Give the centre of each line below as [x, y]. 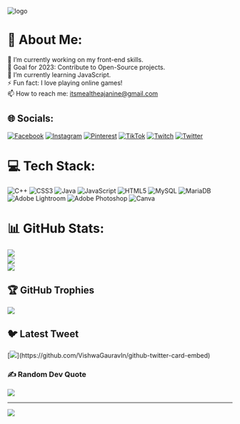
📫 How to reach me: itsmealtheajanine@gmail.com [83, 94]
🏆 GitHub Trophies [51, 290]
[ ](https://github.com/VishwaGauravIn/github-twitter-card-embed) [109, 355]
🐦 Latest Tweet [43, 334]
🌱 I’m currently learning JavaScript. [59, 74]
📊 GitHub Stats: [56, 228]
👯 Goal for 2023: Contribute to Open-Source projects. [86, 67]
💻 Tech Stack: [51, 166]
